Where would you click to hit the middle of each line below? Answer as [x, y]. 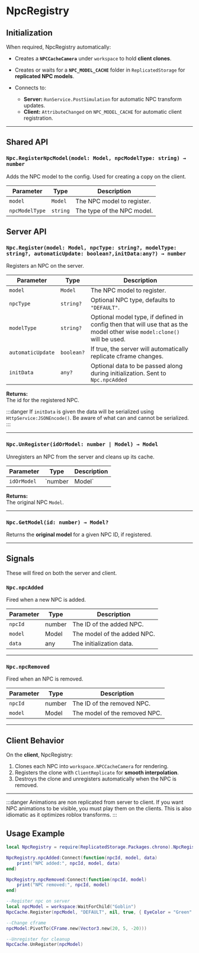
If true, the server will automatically [139, 349]
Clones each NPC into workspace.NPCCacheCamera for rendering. [92, 766]
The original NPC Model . [35, 502]
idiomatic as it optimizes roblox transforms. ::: [62, 815]
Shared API [27, 142]
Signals [20, 559]
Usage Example [36, 833]
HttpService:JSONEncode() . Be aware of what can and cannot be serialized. [98, 418]
